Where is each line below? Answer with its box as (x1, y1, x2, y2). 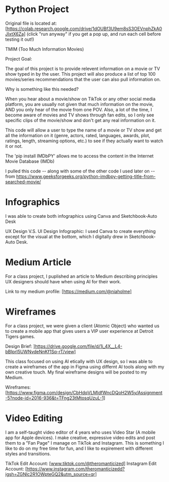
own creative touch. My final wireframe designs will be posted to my (5, 369, 147, 375)
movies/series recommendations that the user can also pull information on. (5, 76, 161, 82)
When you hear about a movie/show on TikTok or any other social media (5, 96, 156, 102)
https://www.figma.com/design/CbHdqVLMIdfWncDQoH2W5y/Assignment (7, 389, 163, 395)
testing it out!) (5, 36, 34, 42)
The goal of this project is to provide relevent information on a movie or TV (5, 66, 160, 72)
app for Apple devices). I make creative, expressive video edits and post (5, 435, 155, 441)
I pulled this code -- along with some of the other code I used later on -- (5, 168, 155, 174)
